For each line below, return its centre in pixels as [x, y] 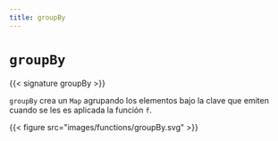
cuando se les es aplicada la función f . [80, 110]
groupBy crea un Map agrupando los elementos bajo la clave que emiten [139, 100]
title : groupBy [38, 17]
